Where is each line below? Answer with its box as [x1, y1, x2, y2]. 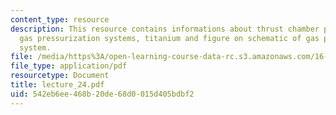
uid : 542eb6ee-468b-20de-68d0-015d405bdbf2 [10, 89, 195, 99]
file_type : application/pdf [10, 61, 128, 71]
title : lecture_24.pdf [10, 80, 105, 90]
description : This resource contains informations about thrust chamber [10, 24, 320, 34]
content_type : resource [10, 14, 110, 25]
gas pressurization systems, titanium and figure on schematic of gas [19, 33, 320, 43]
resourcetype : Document [10, 71, 110, 81]
